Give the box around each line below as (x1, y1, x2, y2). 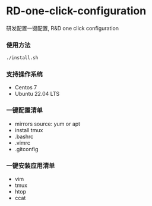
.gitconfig (14, 145, 39, 152)
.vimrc (14, 139, 31, 146)
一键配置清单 (6, 106, 43, 114)
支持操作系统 (6, 70, 43, 79)
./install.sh (6, 55, 39, 61)
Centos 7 (14, 84, 37, 91)
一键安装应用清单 (6, 161, 55, 170)
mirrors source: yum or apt (14, 120, 81, 127)
